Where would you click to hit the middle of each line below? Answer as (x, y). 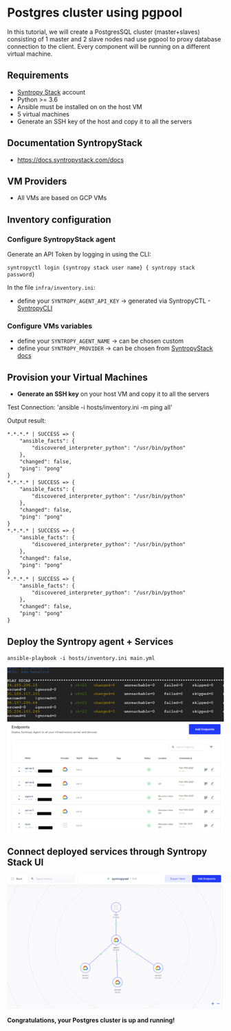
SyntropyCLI (35, 308)
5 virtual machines (43, 114)
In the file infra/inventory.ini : (52, 288)
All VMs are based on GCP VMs (62, 198)
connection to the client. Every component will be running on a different (109, 46)
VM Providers (37, 181)
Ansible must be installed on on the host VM (79, 107)
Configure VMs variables (50, 326)
